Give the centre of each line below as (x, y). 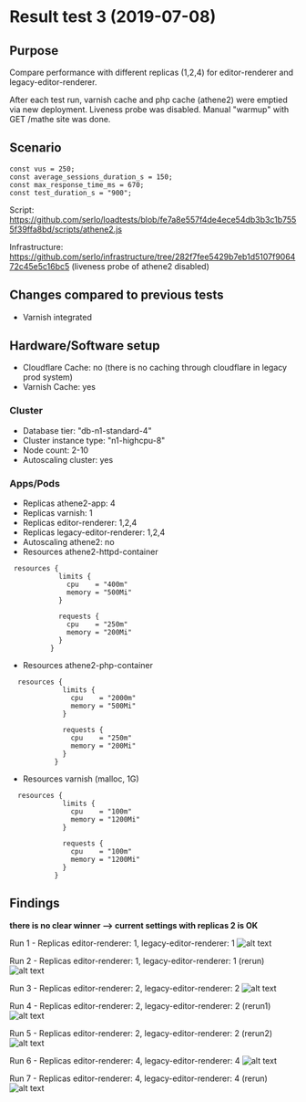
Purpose (34, 51)
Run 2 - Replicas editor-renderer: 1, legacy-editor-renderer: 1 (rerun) (137, 960)
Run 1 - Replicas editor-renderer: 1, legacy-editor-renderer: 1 (122, 943)
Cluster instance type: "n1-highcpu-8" (94, 440)
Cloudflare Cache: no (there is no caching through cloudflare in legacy (155, 368)
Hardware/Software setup (85, 346)
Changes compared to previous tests (117, 295)
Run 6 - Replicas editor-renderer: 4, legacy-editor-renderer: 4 (125, 1060)
